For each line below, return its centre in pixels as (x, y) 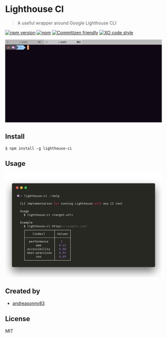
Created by (23, 291)
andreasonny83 (28, 303)
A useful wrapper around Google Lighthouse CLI (67, 23)
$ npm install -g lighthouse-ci (39, 149)
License (18, 319)
